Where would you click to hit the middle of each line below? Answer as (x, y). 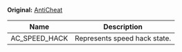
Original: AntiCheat (35, 10)
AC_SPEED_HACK (39, 38)
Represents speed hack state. (123, 38)
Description (123, 27)
